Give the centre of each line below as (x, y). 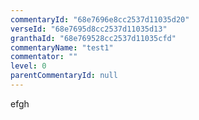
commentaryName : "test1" (62, 47)
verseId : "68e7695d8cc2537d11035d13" (89, 29)
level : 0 (28, 66)
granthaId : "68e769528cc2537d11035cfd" (93, 38)
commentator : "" (44, 57)
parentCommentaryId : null (64, 76)
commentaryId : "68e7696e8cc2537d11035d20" (100, 19)
